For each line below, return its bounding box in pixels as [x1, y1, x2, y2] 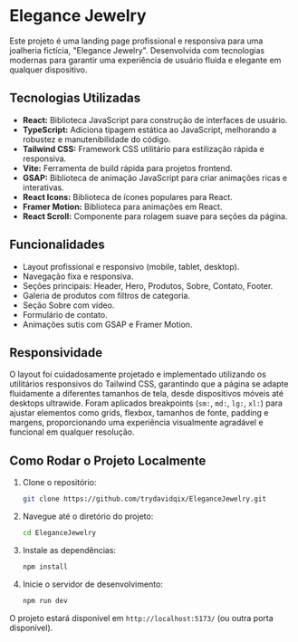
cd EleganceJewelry [22, 529, 97, 538]
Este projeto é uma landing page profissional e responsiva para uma [9, 35, 264, 46]
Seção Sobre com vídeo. [22, 300, 115, 311]
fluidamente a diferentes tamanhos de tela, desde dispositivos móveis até [9, 388, 284, 399]
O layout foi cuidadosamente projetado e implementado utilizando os [9, 369, 267, 380]
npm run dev [22, 596, 68, 605]
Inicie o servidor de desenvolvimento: [22, 579, 163, 589]
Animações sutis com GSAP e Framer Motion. [22, 319, 193, 330]
